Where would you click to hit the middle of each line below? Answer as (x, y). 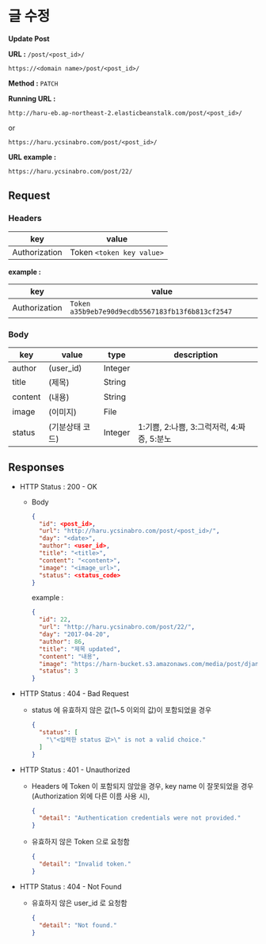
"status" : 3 (58, 671)
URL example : (32, 157)
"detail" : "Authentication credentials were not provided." (140, 818)
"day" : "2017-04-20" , (74, 634)
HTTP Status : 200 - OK (58, 486)
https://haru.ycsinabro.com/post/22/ (70, 171)
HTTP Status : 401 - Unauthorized (75, 770)
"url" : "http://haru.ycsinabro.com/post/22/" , (117, 627)
